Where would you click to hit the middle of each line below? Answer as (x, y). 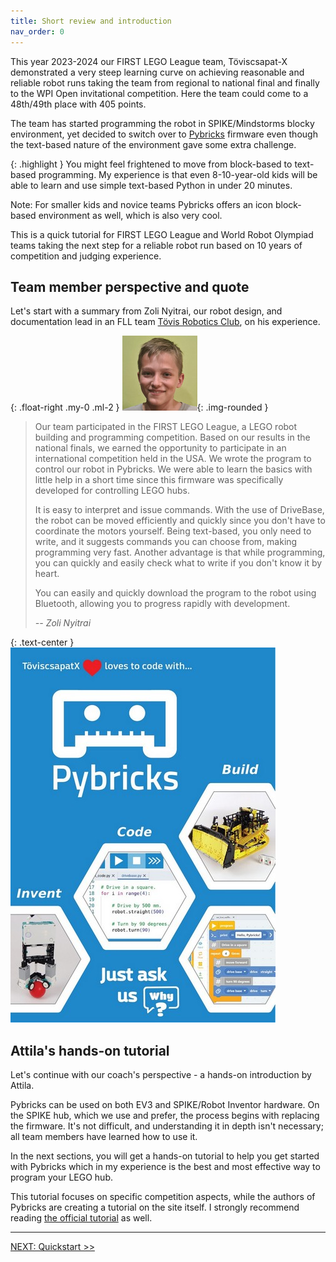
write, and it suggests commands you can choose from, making (166, 542)
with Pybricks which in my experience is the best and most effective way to (165, 1167)
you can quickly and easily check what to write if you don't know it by (178, 563)
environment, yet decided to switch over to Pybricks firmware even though (164, 134)
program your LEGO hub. (61, 1177)
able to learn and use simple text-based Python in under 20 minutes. (151, 185)
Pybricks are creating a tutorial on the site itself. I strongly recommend (155, 1207)
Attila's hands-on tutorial (90, 1050)
